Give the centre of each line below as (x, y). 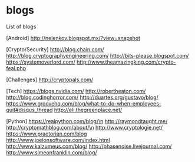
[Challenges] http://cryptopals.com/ (49, 80)
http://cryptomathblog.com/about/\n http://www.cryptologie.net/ (85, 127)
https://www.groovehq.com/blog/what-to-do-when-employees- (84, 103)
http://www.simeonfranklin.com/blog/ (52, 152)
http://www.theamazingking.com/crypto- (126, 62)
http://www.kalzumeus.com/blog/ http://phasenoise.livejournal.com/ (89, 146)
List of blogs (21, 27)
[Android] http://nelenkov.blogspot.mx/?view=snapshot (73, 38)
